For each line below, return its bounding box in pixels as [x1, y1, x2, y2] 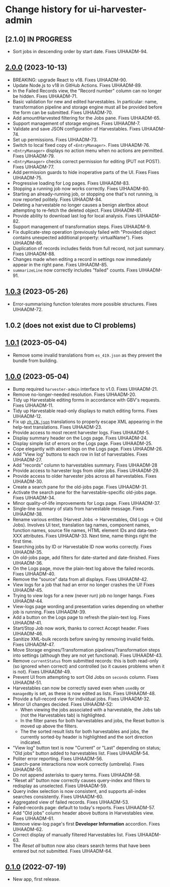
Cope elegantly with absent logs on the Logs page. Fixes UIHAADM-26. [12, 446, 163, 452]
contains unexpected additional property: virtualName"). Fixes [12, 234, 144, 240]
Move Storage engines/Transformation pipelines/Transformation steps [12, 647, 160, 653]
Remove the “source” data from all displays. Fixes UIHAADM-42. [12, 576, 149, 582]
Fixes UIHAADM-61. [12, 815, 54, 822]
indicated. [20, 739, 42, 745]
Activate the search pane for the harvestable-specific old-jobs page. [12, 489, 157, 495]
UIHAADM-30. [12, 478, 43, 484]
